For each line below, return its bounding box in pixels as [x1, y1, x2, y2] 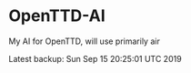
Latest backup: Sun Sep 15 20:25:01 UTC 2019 [8, 53, 183, 64]
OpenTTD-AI [8, 5, 106, 26]
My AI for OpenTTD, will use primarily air [8, 36, 160, 47]
